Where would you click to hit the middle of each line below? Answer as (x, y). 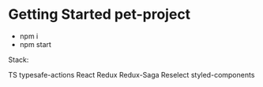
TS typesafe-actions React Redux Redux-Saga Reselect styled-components (131, 74)
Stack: (19, 60)
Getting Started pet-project (100, 14)
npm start (35, 44)
